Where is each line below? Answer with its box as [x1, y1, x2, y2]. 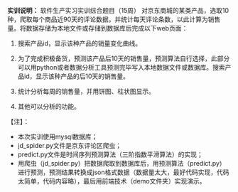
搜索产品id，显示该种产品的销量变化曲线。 [17, 39, 142, 48]
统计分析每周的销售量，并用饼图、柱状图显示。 [17, 87, 155, 95]
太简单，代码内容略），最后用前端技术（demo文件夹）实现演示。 [17, 177, 206, 185]
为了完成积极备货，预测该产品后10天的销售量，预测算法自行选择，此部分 [17, 54, 230, 63]
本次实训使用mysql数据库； [17, 132, 98, 141]
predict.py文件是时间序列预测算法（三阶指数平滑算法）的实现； [17, 150, 204, 159]
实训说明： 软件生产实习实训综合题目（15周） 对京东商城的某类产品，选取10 [7, 6, 229, 14]
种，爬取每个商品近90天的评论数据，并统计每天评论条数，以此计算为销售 [7, 15, 221, 23]
